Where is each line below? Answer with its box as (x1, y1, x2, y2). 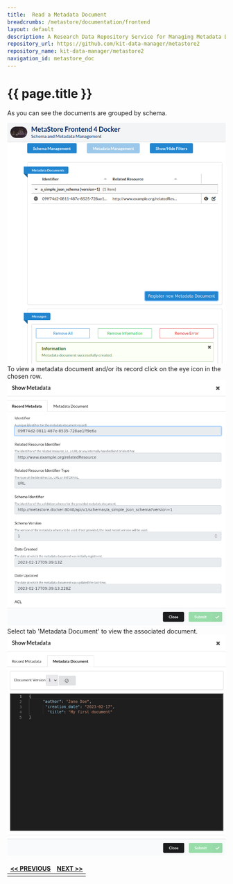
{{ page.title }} (7, 86, 93, 102)
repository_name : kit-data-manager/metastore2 (7, 48, 144, 55)
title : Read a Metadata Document (7, 11, 107, 18)
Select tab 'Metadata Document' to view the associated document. (7, 627, 198, 636)
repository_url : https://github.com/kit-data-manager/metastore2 (7, 40, 200, 48)
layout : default (7, 26, 54, 33)
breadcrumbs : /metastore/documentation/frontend (7, 18, 150, 26)
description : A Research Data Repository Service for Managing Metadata (7, 33, 222, 40)
